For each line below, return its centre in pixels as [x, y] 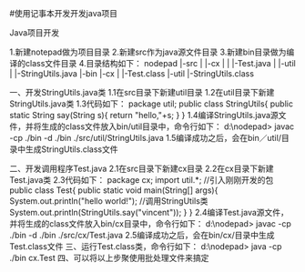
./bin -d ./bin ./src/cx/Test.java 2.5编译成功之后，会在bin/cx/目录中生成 [142, 235]
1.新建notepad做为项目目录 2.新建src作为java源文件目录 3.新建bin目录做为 [148, 52]
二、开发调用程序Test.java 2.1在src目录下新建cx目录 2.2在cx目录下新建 [142, 168]
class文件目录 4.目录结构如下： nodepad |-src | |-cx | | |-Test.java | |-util [160, 63]
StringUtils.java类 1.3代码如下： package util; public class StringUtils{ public [152, 104]
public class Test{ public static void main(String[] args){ [114, 190]
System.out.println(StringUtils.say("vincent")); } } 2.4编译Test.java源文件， [149, 212]
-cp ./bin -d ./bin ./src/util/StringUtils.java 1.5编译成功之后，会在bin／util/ [146, 138]
